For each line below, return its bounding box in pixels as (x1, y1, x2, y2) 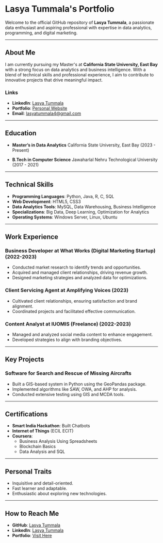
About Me (5, 49, 35, 57)
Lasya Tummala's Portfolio (5, 3, 114, 15)
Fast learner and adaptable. (12, 486, 67, 491)
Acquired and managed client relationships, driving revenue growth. (12, 270, 148, 275)
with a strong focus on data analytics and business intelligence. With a (5, 67, 146, 72)
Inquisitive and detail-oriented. (12, 480, 74, 486)
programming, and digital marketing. (5, 30, 78, 36)
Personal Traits (5, 467, 52, 475)
